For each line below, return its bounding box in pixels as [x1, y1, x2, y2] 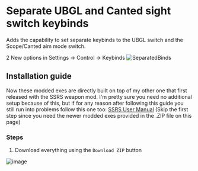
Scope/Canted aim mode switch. [6, 43, 86, 50]
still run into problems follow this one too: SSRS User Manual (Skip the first [6, 105, 189, 113]
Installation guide [6, 71, 72, 81]
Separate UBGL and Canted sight [6, 4, 171, 18]
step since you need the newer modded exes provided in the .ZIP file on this [6, 112, 192, 119]
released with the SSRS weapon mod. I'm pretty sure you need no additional [6, 93, 193, 100]
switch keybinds [6, 17, 89, 30]
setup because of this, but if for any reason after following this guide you [6, 99, 184, 107]
